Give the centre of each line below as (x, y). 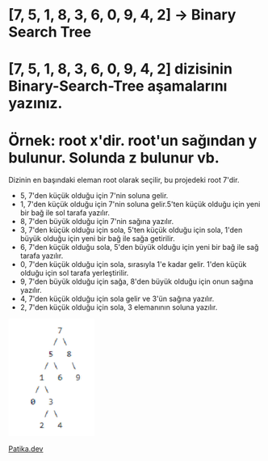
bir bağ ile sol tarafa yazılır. (65, 213)
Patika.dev (26, 449)
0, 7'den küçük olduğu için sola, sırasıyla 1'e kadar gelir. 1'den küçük (133, 264)
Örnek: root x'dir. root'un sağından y (133, 140)
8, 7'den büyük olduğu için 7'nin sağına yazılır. (97, 222)
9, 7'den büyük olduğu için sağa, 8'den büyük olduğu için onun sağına (136, 281)
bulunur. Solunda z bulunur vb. (114, 157)
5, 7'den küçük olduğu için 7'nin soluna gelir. (94, 196)
